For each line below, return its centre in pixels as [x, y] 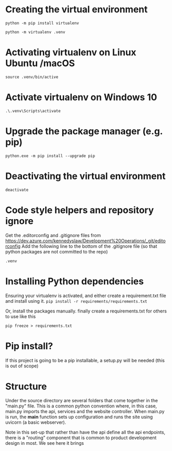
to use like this [21, 316]
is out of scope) [22, 366]
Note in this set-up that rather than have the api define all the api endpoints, [85, 433]
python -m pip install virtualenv [42, 23]
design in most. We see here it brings [45, 443]
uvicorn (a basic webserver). [36, 422]
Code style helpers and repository [80, 210]
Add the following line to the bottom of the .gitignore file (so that [89, 246]
